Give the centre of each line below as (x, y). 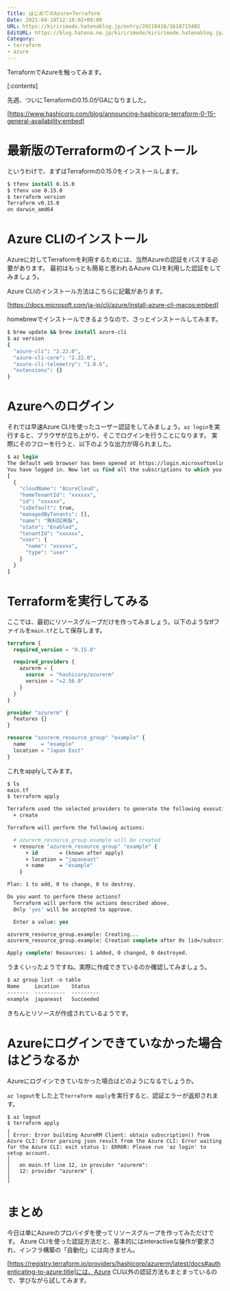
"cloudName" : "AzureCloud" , (59, 489)
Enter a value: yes (41, 922)
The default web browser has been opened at (72, 463)
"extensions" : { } (38, 370)
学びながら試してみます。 (54, 1280)
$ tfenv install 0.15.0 (41, 184)
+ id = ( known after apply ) (75, 853)
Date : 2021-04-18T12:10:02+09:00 (55, 20)
